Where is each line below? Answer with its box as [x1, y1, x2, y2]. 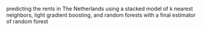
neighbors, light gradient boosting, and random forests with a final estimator [6, 11, 196, 19]
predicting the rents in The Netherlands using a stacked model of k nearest [6, 5, 194, 12]
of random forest [6, 18, 48, 25]
